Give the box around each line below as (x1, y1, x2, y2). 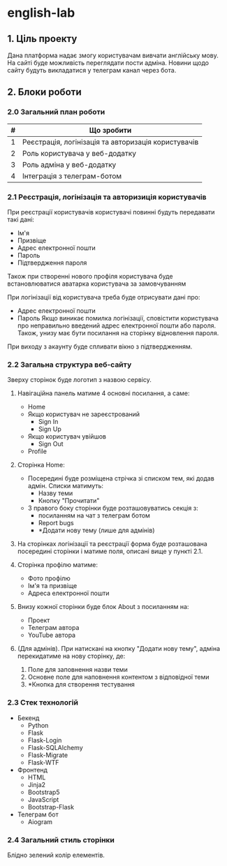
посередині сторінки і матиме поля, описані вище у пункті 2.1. (17, 547, 203, 556)
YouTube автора (27, 631, 75, 640)
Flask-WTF (27, 758, 59, 766)
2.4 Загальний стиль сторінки (7, 835, 115, 844)
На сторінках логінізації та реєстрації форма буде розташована (17, 540, 207, 548)
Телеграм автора (27, 624, 80, 632)
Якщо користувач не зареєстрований (27, 410, 140, 418)
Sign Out (38, 440, 64, 448)
